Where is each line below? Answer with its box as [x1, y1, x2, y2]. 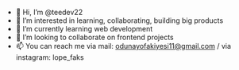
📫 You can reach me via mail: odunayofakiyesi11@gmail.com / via [15, 42, 232, 50]
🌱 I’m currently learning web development [15, 24, 153, 33]
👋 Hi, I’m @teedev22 [15, 8, 83, 17]
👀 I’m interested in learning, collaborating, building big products [15, 16, 224, 25]
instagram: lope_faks [15, 53, 85, 62]
